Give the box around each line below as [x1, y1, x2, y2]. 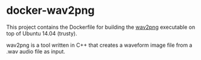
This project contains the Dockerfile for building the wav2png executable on [6, 23, 196, 31]
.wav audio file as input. [6, 47, 65, 55]
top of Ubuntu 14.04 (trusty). [6, 29, 77, 37]
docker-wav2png [6, 4, 95, 17]
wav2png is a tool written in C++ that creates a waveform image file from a [6, 41, 193, 49]
